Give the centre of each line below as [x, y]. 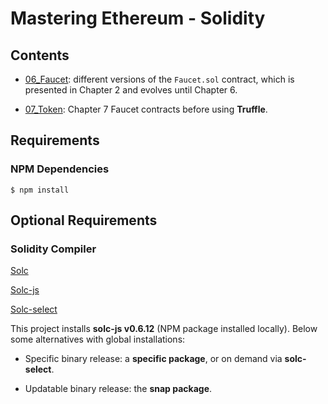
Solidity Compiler [53, 249]
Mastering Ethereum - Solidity [138, 18]
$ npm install [40, 190]
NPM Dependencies [60, 169]
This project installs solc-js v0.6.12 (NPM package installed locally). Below [164, 329]
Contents [40, 55]
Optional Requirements [84, 220]
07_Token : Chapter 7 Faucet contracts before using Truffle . [146, 109]
